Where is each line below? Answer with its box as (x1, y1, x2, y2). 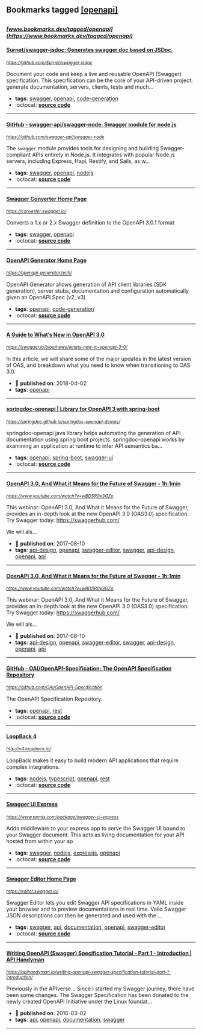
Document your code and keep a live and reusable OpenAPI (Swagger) (6, 70, 182, 77)
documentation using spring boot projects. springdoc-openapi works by (6, 436, 185, 443)
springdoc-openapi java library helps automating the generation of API (6, 430, 181, 436)
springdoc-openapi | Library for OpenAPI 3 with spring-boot (6, 406, 160, 413)
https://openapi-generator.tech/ (6, 270, 72, 276)
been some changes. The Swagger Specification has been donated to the (6, 992, 189, 999)
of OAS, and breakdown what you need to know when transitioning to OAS (6, 361, 191, 369)
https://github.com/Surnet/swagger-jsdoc (6, 60, 93, 66)
